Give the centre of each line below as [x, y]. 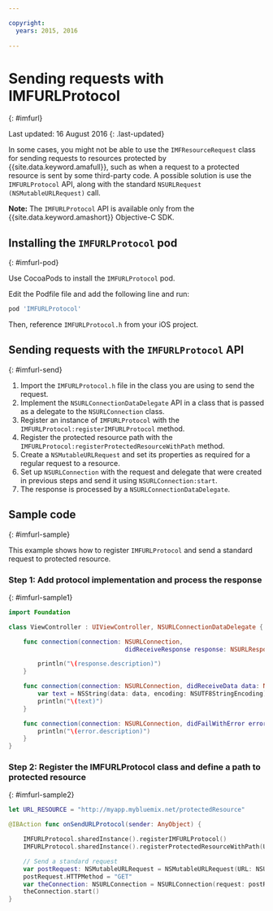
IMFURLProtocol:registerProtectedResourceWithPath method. [122, 446]
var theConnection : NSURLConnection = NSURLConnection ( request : [134, 884]
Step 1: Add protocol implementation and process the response [135, 580]
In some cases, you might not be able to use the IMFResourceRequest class [132, 150]
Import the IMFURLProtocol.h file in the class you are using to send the [137, 385]
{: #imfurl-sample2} [41, 795]
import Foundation [39, 612]
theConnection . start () [61, 891]
